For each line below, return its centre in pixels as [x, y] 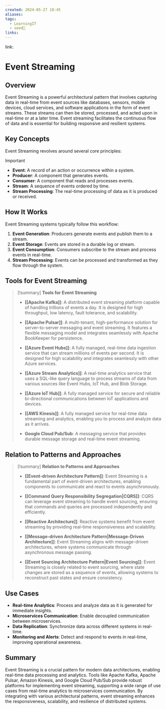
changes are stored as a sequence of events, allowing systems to [91, 573]
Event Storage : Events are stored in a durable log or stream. [74, 244]
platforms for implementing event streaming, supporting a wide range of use [83, 685]
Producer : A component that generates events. [60, 175]
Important [15, 160]
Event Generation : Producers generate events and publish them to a [82, 234]
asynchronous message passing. [58, 552]
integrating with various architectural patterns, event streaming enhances [80, 696]
